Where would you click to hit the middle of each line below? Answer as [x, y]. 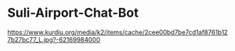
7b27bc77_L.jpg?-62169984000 [54, 39]
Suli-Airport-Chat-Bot [73, 13]
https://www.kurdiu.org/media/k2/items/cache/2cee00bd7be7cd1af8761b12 [117, 32]
